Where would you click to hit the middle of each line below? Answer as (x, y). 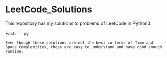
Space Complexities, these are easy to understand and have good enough (84, 47)
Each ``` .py (17, 33)
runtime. (14, 51)
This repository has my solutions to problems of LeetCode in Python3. (78, 23)
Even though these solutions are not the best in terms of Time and (79, 42)
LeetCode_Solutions (49, 9)
